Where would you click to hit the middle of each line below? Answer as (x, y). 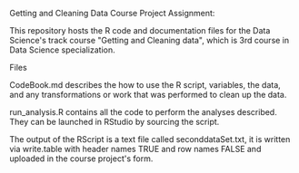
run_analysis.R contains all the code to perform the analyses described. (143, 112)
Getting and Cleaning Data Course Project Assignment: (112, 13)
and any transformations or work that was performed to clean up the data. (148, 95)
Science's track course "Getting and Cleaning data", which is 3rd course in (149, 40)
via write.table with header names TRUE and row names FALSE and (135, 149)
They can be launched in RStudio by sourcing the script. (115, 122)
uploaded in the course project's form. (81, 159)
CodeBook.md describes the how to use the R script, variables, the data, (145, 85)
